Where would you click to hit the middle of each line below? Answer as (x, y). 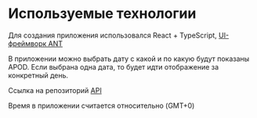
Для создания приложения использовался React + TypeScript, (112, 35)
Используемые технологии (102, 14)
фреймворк (27, 43)
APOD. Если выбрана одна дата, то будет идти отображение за (114, 66)
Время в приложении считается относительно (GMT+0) (101, 105)
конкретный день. (38, 75)
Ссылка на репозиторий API (55, 90)
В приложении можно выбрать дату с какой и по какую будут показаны (129, 59)
